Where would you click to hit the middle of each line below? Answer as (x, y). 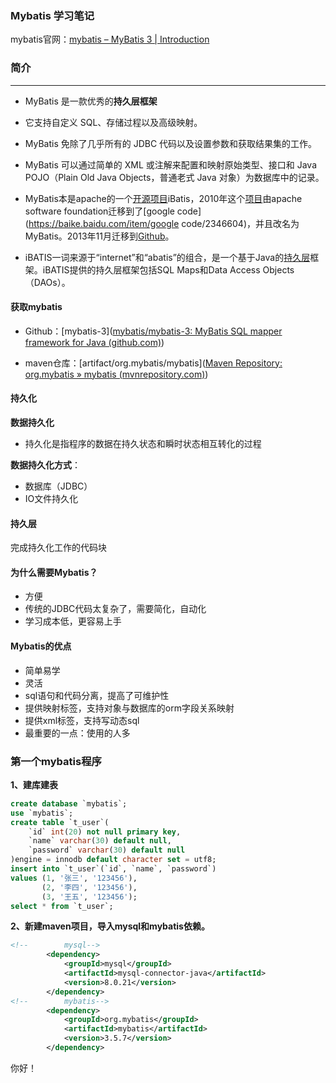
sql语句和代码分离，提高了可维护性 (97, 695)
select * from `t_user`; (62, 906)
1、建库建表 (34, 784)
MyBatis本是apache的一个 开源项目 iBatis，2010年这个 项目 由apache (163, 198)
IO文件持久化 (51, 498)
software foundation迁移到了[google (99, 211)
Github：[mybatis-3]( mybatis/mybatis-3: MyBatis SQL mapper (153, 331)
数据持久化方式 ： (45, 465)
